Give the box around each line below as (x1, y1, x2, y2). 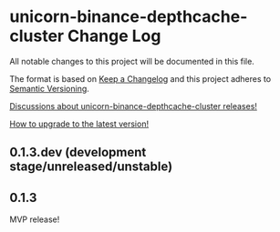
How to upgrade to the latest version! (9, 118, 149, 129)
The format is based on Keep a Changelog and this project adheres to (9, 73, 272, 84)
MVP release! (9, 214, 60, 225)
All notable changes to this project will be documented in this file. (9, 55, 255, 66)
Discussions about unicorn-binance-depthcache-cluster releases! (9, 100, 258, 111)
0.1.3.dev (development (9, 145, 147, 160)
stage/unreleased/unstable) (9, 159, 173, 175)
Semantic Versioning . (9, 83, 89, 94)
